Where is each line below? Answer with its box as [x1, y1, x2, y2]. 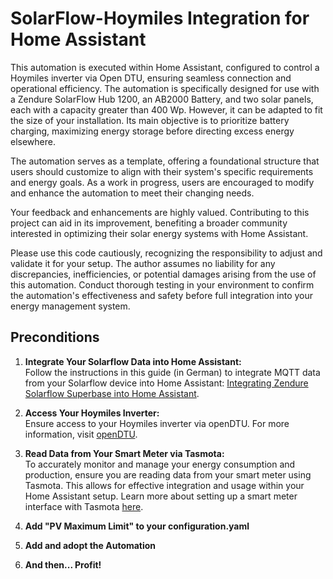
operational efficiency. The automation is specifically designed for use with [10, 82, 320, 94]
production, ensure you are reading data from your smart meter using [24, 468, 312, 481]
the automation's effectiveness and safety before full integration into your [10, 289, 314, 301]
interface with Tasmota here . [24, 500, 144, 512]
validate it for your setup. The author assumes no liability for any [10, 257, 276, 269]
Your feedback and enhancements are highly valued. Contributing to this [10, 206, 310, 218]
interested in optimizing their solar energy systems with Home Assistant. [10, 227, 309, 239]
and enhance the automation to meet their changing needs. [10, 187, 255, 199]
